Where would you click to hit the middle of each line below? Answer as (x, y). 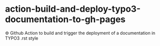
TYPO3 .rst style (22, 38)
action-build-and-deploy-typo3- (73, 9)
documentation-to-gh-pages (65, 19)
